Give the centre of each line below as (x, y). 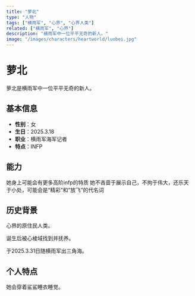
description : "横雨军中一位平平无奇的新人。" (57, 34)
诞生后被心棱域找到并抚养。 (40, 238)
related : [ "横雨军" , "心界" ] (40, 28)
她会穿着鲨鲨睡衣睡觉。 (35, 287)
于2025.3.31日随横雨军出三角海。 (47, 251)
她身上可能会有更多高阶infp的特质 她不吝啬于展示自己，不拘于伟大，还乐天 (97, 182)
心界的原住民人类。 (30, 226)
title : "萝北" (23, 12)
